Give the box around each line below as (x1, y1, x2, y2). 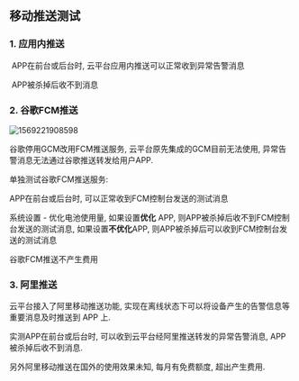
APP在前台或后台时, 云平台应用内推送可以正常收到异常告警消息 (11, 59, 245, 70)
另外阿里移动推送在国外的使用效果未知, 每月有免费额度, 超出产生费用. (9, 361, 266, 372)
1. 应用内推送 (9, 38, 65, 50)
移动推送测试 (9, 8, 81, 24)
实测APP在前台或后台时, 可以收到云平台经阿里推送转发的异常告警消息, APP (9, 331, 286, 342)
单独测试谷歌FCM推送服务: (9, 174, 109, 185)
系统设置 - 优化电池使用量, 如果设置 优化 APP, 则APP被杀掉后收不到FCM (9, 212, 275, 222)
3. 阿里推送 (9, 278, 58, 291)
